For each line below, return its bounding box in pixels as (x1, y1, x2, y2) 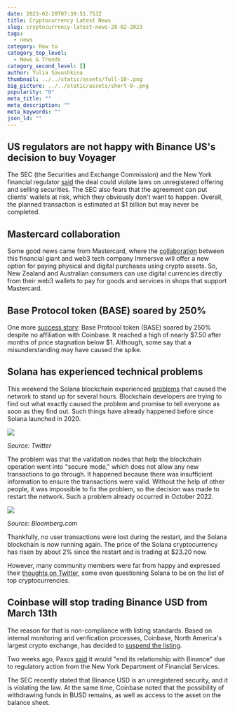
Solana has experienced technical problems (7, 366, 203, 378)
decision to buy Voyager (7, 152, 116, 164)
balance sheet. (7, 698, 51, 706)
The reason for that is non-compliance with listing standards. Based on (7, 626, 213, 635)
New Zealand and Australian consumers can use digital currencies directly (7, 269, 222, 278)
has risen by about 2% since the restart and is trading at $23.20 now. (7, 548, 208, 556)
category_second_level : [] (7, 63, 86, 70)
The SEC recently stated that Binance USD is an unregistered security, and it (7, 675, 228, 684)
